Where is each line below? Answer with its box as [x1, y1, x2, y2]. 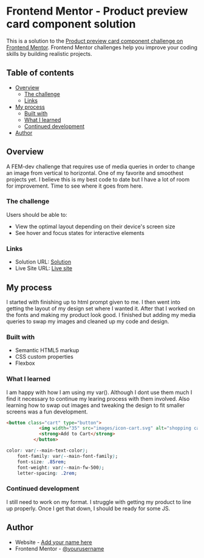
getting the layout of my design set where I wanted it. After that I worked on [6, 305, 195, 312]
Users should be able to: [6, 211, 68, 218]
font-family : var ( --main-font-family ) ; [17, 453, 118, 459]
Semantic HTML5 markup [15, 347, 80, 354]
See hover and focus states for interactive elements [15, 229, 144, 236]
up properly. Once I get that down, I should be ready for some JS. [6, 505, 171, 512]
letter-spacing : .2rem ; [17, 470, 78, 476]
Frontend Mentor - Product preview [6, 4, 188, 18]
